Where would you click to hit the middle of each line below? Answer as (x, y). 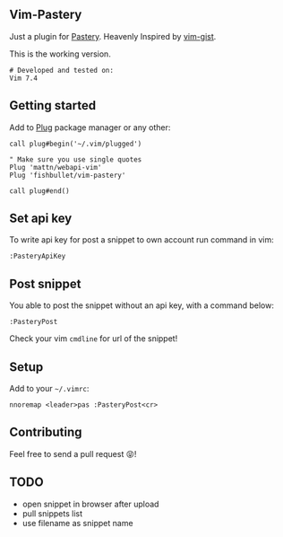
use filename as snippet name (77, 523)
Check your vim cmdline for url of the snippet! (94, 339)
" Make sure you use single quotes (76, 159)
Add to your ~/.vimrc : (49, 389)
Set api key (41, 219)
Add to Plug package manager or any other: (90, 127)
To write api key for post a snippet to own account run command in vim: (142, 240)
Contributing (46, 432)
